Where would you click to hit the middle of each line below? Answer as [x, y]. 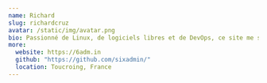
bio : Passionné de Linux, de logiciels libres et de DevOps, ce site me [131, 38]
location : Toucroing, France [64, 67]
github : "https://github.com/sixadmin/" [83, 60]
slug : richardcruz [39, 23]
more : [17, 45]
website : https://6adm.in [58, 52]
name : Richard [32, 15]
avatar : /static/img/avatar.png [62, 30]
